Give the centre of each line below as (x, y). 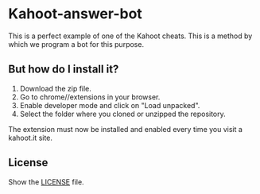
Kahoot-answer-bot (76, 14)
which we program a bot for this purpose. (76, 44)
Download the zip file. (55, 88)
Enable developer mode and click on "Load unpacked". (110, 105)
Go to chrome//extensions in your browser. (90, 97)
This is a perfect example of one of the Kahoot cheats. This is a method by (130, 36)
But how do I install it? (64, 70)
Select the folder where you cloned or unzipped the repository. (123, 114)
